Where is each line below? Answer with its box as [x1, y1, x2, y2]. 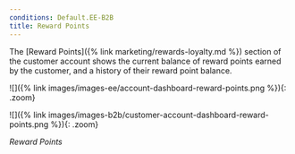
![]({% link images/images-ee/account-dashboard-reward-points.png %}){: [9, 82, 287, 93]
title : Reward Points [9, 21, 90, 30]
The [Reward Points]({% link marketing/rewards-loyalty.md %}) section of [9, 46, 282, 56]
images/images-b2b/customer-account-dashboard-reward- [47, 109, 270, 120]
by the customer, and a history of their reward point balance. [9, 64, 232, 76]
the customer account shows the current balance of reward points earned [9, 56, 282, 66]
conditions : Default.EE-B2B [9, 13, 114, 22]
